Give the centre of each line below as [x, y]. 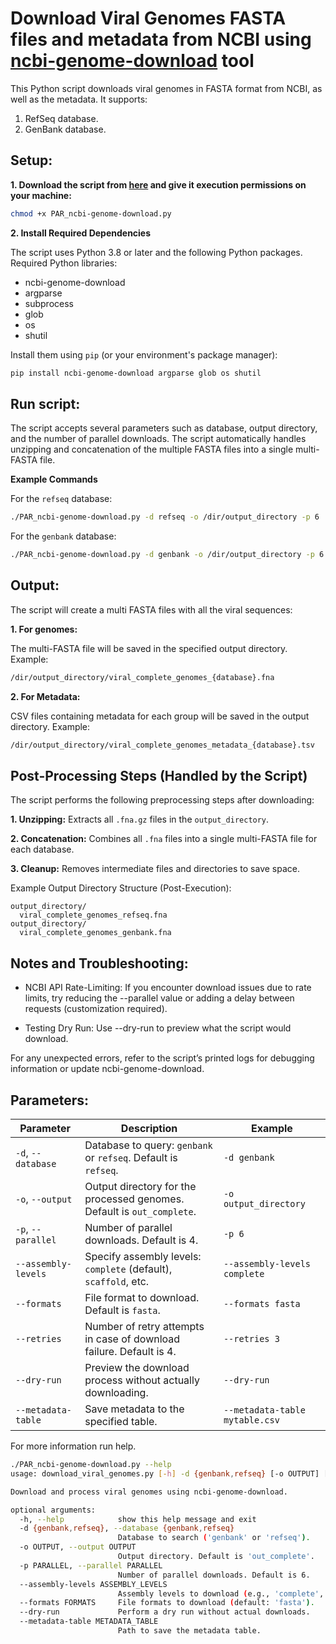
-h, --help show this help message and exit [138, 1519]
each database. [42, 849]
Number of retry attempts [144, 1327]
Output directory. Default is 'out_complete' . [216, 1557]
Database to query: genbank [148, 1145]
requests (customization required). [96, 1009]
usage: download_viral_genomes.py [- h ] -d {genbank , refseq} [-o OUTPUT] [165, 1473]
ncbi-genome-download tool [132, 61]
